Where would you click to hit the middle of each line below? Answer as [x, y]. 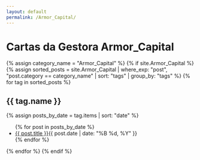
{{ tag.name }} [34, 101]
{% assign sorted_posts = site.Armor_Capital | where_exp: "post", [87, 70]
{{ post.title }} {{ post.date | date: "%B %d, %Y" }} [76, 133]
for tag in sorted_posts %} [39, 82]
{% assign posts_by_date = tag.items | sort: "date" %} [72, 116]
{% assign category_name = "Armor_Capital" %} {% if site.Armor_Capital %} [100, 63]
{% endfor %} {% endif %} [39, 151]
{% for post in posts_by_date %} [54, 127]
